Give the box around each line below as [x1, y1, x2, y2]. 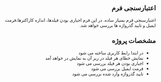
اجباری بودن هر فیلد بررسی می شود [77, 60, 144, 66]
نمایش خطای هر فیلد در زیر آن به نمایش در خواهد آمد [45, 55, 144, 61]
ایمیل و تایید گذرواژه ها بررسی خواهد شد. [79, 22, 156, 28]
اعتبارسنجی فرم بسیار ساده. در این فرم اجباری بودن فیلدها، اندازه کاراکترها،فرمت [4, 17, 156, 23]
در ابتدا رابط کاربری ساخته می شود [78, 49, 144, 56]
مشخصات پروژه [111, 37, 156, 45]
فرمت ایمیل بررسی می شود [90, 65, 144, 71]
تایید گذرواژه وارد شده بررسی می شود [72, 71, 144, 77]
